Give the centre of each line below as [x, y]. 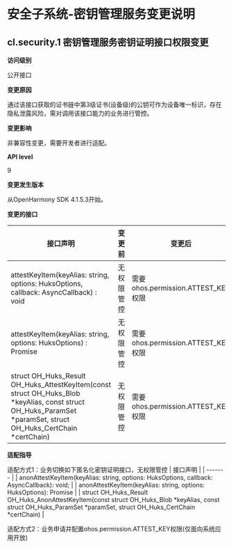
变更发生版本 [25, 185]
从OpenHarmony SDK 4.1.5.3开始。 [57, 199]
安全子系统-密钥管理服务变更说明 [101, 14]
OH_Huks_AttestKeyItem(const [61, 385]
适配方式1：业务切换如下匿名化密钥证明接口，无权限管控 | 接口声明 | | [106, 470]
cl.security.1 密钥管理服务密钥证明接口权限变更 [108, 42]
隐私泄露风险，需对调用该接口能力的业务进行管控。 [80, 113]
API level [20, 157]
